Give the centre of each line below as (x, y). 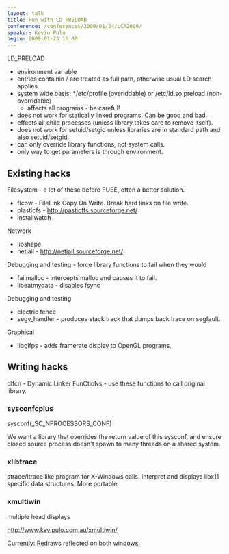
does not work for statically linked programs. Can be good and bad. (112, 115)
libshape (29, 244)
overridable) (34, 101)
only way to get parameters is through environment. (90, 152)
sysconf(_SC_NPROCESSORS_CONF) (59, 424)
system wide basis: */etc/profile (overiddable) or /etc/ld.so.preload (111, 94)
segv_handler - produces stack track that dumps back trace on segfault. (119, 318)
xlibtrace (22, 462)
